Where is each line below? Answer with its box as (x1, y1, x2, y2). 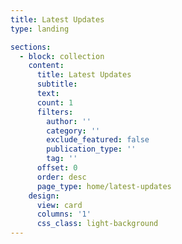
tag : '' (46, 154, 78, 164)
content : (28, 61, 65, 71)
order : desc (36, 172, 87, 182)
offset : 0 (36, 163, 78, 173)
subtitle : (36, 79, 78, 90)
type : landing (10, 24, 70, 34)
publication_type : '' (46, 144, 137, 155)
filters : (36, 107, 74, 117)
